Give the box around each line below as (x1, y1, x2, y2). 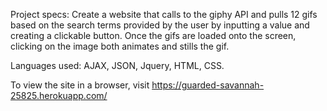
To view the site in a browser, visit (10, 79, 150, 91)
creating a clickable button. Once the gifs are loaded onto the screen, (10, 30, 297, 41)
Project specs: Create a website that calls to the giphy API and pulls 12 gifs (10, 9, 318, 20)
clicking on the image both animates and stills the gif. (10, 40, 230, 52)
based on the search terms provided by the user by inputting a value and (10, 19, 310, 31)
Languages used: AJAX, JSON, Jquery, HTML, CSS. (10, 60, 225, 71)
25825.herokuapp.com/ (10, 90, 108, 101)
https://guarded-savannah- (151, 79, 265, 91)
